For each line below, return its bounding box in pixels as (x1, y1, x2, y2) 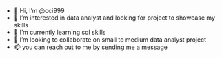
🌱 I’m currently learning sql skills (13, 28, 106, 36)
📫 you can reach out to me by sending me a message (13, 43, 168, 51)
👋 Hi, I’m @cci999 (13, 7, 65, 14)
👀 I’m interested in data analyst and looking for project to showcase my (13, 14, 216, 22)
